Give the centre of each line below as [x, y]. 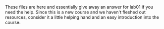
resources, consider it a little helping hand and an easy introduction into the [82, 17]
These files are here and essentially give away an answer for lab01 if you [79, 7]
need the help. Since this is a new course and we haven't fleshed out [76, 12]
